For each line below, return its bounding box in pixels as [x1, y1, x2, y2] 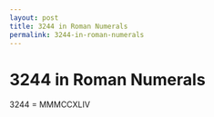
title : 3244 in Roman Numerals [9, 22, 128, 31]
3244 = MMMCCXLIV [9, 99, 91, 110]
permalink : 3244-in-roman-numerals [9, 30, 145, 39]
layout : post [9, 13, 59, 23]
